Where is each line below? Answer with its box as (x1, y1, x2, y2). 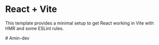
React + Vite (5, 3, 57, 15)
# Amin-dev (5, 35, 30, 41)
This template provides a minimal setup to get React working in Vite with (5, 20, 154, 26)
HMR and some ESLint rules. (5, 25, 64, 31)
